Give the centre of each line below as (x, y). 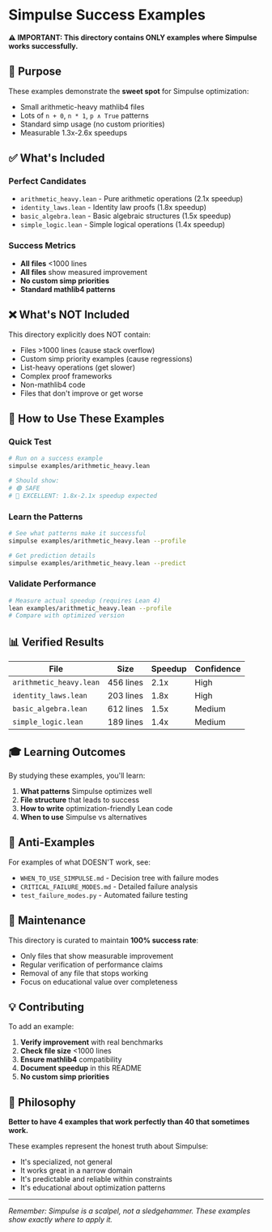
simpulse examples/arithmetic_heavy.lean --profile (97, 541)
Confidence (218, 669)
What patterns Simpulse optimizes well (86, 791)
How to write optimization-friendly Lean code (96, 808)
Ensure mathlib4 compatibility (71, 1059)
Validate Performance (53, 584)
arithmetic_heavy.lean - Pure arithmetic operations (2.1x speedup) (132, 199)
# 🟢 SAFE (24, 488)
